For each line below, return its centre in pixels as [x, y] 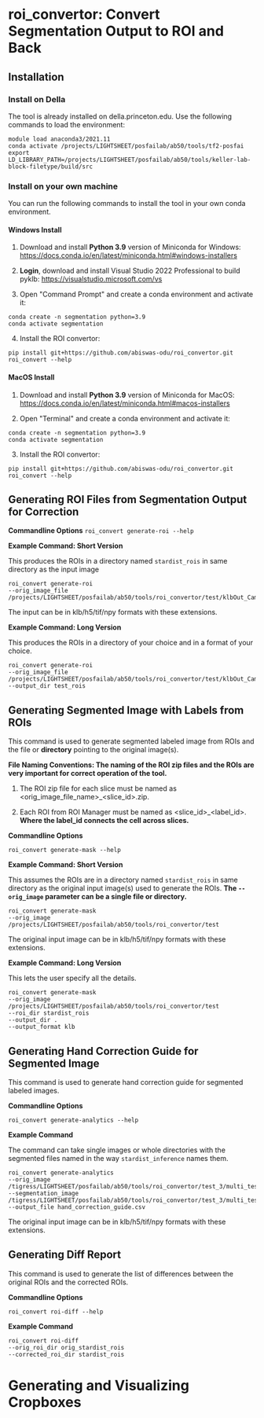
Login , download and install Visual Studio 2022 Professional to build [130, 271]
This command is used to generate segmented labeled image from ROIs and [131, 741]
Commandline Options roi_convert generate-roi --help [101, 531]
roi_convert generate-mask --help [65, 850]
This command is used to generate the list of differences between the [121, 1273]
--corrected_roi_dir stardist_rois [66, 1354]
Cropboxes [45, 1403]
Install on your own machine [63, 186]
